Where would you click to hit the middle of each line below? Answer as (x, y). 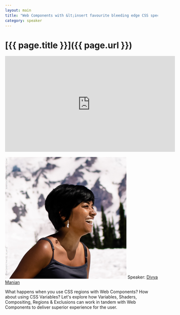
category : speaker (24, 20)
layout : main (18, 10)
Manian (13, 282)
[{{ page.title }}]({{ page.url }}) (69, 45)
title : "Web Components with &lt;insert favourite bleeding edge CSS (77, 15)
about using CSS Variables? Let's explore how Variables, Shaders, (71, 297)
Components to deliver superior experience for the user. (61, 307)
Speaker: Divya (143, 277)
